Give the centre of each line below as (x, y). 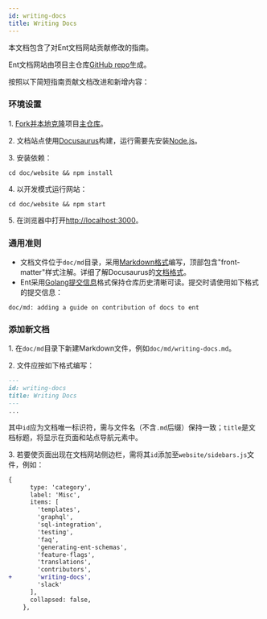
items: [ (44, 502)
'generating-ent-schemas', (82, 547)
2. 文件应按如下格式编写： (51, 366)
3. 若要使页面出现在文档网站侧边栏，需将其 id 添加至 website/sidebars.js (128, 454)
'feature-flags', (66, 555)
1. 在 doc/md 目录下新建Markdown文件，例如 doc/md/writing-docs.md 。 (122, 348)
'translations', (64, 562)
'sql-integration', (70, 525)
